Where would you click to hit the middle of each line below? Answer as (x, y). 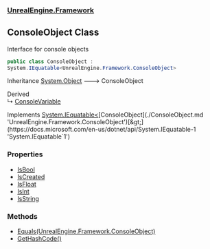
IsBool (26, 169)
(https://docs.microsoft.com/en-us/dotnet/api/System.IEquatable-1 (102, 130)
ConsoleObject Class (53, 33)
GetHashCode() (39, 239)
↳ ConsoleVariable (34, 102)
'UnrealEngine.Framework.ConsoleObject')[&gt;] (75, 122)
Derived (18, 94)
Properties (25, 154)
